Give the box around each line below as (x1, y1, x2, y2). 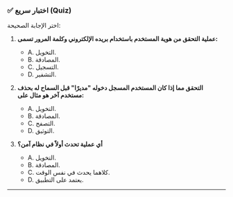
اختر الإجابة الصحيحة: (7, 22, 61, 30)
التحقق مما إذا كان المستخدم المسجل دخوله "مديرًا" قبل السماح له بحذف (17, 84, 203, 92)
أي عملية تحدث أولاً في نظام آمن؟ (17, 140, 103, 148)
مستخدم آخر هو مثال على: (17, 91, 85, 99)
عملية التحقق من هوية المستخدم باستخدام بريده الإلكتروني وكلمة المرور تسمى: (17, 35, 218, 43)
